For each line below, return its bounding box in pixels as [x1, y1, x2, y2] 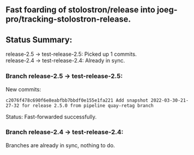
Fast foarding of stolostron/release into [5, 5, 156, 15]
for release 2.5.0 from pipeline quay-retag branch [21, 102, 154, 109]
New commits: [5, 85, 41, 93]
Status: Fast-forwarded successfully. [5, 113, 97, 120]
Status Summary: [5, 34, 73, 44]
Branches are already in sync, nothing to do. [5, 141, 115, 149]
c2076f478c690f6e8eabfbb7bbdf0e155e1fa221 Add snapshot [5, 97, 148, 103]
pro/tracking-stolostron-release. [5, 14, 132, 25]
